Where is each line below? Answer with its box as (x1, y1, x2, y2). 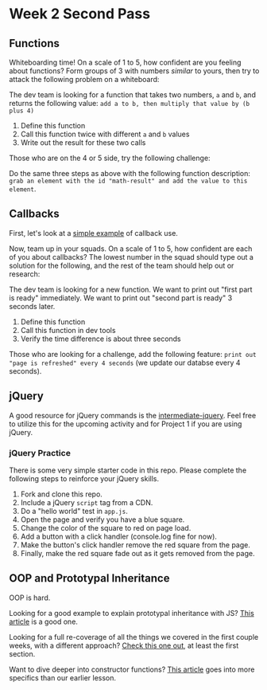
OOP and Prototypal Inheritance (9, 571, 170, 586)
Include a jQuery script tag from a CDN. (20, 497, 153, 507)
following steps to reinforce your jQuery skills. (9, 473, 160, 483)
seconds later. (9, 301, 56, 311)
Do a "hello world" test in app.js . (20, 506, 128, 516)
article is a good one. (9, 617, 79, 626)
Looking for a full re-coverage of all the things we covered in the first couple (9, 632, 259, 641)
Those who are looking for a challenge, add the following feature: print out (9, 349, 257, 359)
